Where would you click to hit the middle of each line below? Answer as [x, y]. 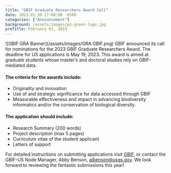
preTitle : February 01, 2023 [36, 29]
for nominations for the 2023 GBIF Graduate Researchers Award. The [78, 49]
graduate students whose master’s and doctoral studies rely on [71, 60]
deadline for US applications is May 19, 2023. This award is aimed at [77, 55]
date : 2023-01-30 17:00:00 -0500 [41, 15]
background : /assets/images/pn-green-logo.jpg [56, 24]
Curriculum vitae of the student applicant [56, 139]
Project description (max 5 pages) [48, 133]
